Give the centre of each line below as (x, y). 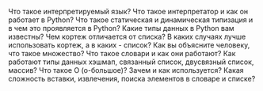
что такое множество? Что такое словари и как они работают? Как (122, 53)
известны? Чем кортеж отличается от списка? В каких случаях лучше (127, 36)
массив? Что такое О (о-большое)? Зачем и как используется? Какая (126, 70)
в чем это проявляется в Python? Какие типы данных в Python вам (122, 28)
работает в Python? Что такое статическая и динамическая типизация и (131, 20)
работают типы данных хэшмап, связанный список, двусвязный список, (131, 62)
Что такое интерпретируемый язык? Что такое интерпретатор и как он (128, 11)
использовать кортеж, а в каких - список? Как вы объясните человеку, (129, 45)
